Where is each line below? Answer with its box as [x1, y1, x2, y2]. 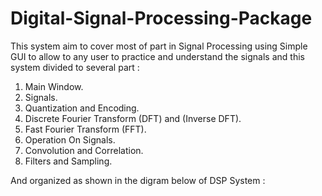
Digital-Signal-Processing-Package [10, 7, 313, 30]
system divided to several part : [10, 61, 140, 73]
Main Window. [24, 80, 84, 92]
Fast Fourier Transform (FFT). [24, 123, 147, 135]
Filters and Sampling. [24, 155, 113, 167]
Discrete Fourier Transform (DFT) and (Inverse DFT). [24, 112, 242, 124]
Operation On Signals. [24, 133, 116, 146]
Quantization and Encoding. [24, 102, 140, 114]
